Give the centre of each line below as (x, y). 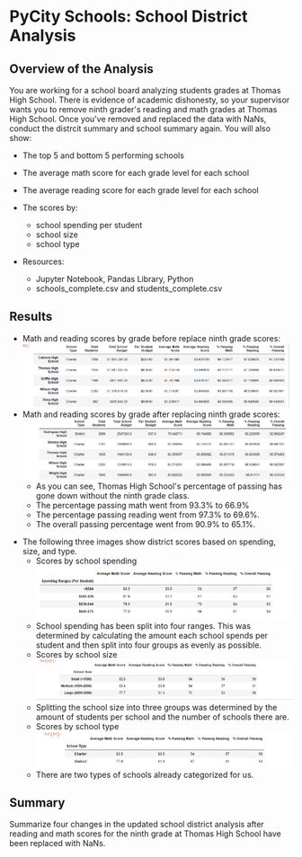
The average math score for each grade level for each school (136, 173)
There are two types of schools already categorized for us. (145, 774)
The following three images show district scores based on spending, (149, 542)
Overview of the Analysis (82, 69)
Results (31, 317)
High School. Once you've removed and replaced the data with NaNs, (138, 119)
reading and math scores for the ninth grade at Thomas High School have (145, 834)
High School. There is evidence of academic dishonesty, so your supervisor (150, 100)
